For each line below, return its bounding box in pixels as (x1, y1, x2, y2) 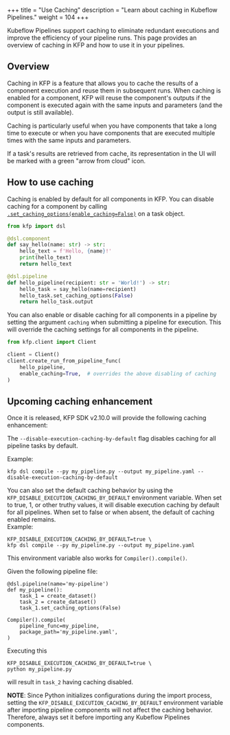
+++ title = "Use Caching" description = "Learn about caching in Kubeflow (7, 6, 218, 14)
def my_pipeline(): (7, 587, 63, 594)
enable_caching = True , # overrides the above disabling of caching (19, 370, 216, 377)
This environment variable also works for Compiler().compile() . (7, 554, 187, 562)
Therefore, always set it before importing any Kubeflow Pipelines (7, 713, 190, 721)
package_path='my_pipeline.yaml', (19, 629, 118, 635)
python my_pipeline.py (7, 666, 72, 673)
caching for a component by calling (7, 202, 108, 210)
